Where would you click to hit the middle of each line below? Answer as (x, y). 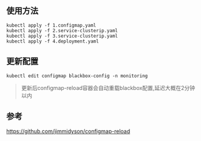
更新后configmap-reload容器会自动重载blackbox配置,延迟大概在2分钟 (108, 88)
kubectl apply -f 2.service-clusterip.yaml (62, 30)
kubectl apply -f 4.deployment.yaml (53, 41)
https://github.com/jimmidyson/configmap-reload (68, 131)
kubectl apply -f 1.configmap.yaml (51, 25)
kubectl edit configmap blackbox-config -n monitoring (77, 76)
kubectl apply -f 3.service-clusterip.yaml (62, 36)
